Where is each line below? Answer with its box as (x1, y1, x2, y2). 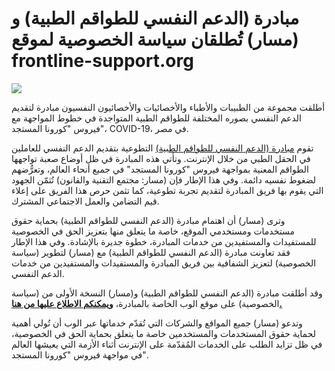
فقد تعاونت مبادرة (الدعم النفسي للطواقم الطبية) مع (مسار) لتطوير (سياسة (11, 246, 291, 258)
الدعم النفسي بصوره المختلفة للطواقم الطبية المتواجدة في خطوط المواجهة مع (11, 112, 302, 124)
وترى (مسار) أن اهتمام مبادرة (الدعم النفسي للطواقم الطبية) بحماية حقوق (11, 214, 286, 226)
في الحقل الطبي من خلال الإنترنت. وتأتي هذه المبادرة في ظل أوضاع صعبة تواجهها (11, 152, 311, 164)
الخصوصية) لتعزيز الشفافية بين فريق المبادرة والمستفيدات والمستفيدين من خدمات (11, 257, 317, 269)
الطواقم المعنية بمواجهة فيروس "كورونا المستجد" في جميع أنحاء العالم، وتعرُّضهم (11, 163, 309, 175)
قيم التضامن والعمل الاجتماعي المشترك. (11, 195, 160, 207)
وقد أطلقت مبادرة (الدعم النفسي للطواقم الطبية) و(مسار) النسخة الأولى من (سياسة (11, 287, 323, 299)
